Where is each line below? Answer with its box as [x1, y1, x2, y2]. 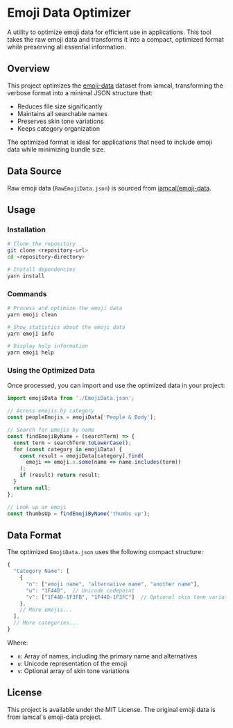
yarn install [7, 273, 45, 280]
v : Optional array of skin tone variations [17, 666, 130, 675]
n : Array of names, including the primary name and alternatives [17, 652, 198, 660]
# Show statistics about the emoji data [7, 323, 126, 331]
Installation [7, 225, 46, 234]
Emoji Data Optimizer [7, 5, 132, 21]
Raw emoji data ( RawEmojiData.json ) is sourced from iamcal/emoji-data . [7, 184, 212, 192]
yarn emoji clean [7, 311, 58, 318]
